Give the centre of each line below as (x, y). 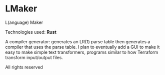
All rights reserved (24, 67)
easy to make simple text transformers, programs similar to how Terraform (82, 52)
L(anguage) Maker (24, 22)
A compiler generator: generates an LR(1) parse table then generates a (78, 41)
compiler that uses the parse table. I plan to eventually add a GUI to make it (82, 47)
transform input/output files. (34, 57)
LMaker (21, 9)
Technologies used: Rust (31, 32)
